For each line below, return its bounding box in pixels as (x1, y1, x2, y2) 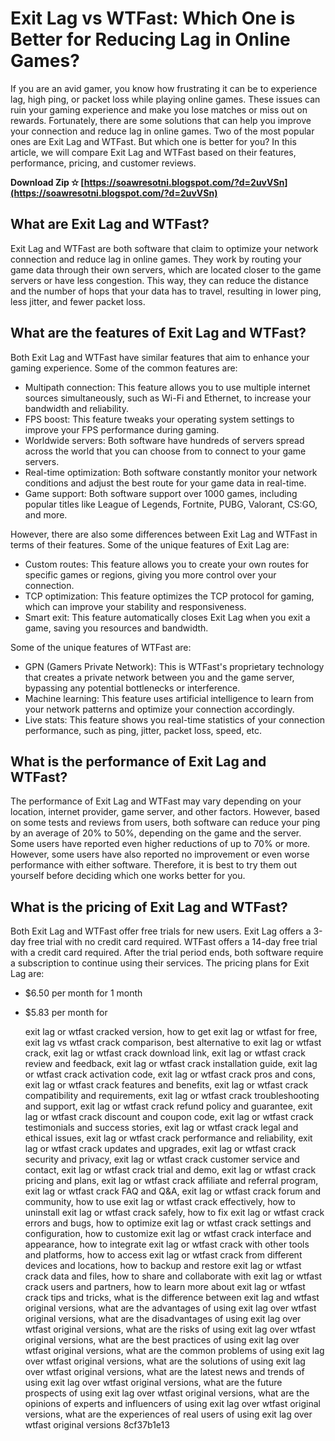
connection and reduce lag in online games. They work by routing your (10, 253, 302, 265)
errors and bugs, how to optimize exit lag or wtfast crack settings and (24, 1217, 312, 1229)
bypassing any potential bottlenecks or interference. (24, 682, 241, 694)
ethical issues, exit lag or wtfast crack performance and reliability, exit (24, 1132, 313, 1144)
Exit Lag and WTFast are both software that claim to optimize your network (10, 242, 319, 254)
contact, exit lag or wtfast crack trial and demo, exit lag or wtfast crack (24, 1164, 317, 1176)
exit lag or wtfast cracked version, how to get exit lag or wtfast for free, (24, 1026, 318, 1038)
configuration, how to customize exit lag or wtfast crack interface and (24, 1228, 312, 1240)
